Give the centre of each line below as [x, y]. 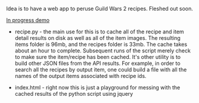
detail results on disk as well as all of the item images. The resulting [97, 38]
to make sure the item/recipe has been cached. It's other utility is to [97, 57]
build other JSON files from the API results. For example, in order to [97, 63]
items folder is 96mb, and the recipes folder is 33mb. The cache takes [101, 44]
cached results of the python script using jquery [74, 94]
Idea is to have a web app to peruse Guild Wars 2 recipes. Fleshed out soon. [100, 9]
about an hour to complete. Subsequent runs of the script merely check [102, 51]
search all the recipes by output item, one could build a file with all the [101, 70]
